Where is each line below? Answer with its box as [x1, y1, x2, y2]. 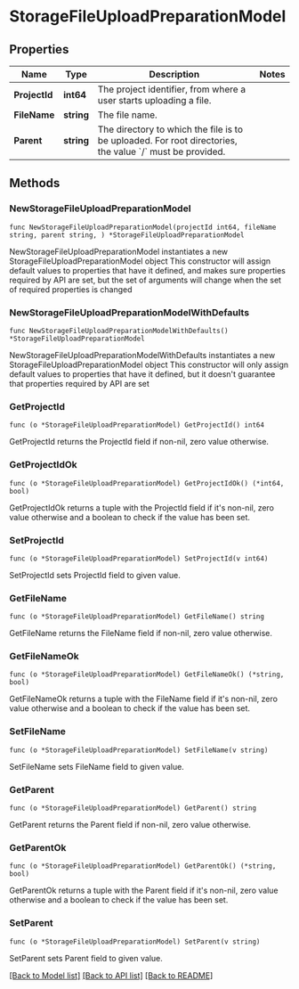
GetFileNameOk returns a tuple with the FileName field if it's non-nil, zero [9, 693, 279, 705]
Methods [9, 176, 61, 191]
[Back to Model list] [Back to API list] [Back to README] [9, 969, 214, 981]
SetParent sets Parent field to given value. [9, 952, 163, 963]
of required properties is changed [9, 283, 133, 295]
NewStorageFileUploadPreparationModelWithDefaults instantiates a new [9, 349, 276, 360]
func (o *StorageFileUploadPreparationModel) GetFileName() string [9, 612, 265, 621]
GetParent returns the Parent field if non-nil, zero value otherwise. [9, 820, 252, 830]
